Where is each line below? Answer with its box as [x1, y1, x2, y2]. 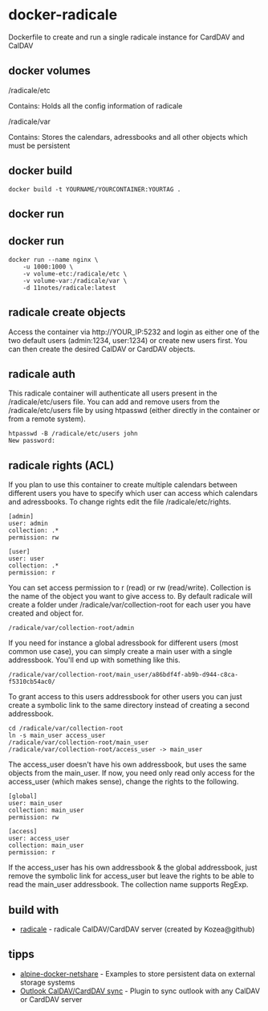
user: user [8, 555, 45, 563]
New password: [8, 436, 56, 445]
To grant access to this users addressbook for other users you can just [8, 692, 242, 702]
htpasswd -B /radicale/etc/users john [8, 430, 138, 438]
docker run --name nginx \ [8, 256, 99, 264]
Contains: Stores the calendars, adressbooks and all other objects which [8, 132, 248, 141]
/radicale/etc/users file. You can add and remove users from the [8, 397, 221, 407]
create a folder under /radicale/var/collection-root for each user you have [8, 600, 251, 610]
